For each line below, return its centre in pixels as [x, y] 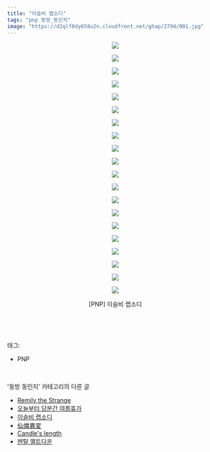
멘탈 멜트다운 [35, 442]
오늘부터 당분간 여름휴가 [49, 409]
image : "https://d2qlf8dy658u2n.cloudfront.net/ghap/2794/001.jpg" [106, 26]
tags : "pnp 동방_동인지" [39, 20]
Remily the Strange [44, 400]
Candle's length [39, 433]
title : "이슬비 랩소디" [37, 13]
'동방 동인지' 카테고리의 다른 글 [48, 387]
